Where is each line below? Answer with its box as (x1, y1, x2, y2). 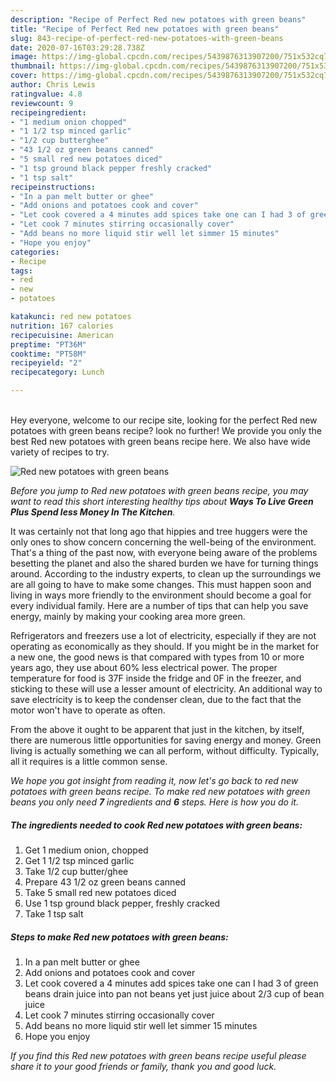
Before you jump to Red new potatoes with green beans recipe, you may (10, 485, 309, 496)
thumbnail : (10, 61, 56, 71)
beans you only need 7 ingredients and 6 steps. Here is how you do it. (10, 796, 299, 808)
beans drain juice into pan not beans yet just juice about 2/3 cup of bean (24, 987, 325, 1000)
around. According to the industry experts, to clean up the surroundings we (10, 568, 322, 580)
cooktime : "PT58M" (10, 349, 87, 359)
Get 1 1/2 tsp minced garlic (24, 854, 135, 866)
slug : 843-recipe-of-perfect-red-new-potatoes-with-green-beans (10, 33, 284, 43)
